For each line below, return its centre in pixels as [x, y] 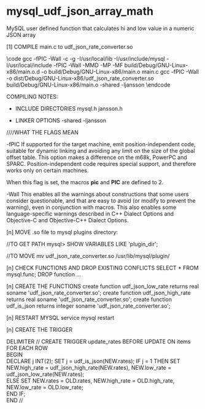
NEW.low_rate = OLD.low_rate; [45, 387]
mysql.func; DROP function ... [44, 274]
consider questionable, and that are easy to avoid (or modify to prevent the [101, 200]
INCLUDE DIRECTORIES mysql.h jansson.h [69, 108]
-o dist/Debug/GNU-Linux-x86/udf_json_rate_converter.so [80, 78]
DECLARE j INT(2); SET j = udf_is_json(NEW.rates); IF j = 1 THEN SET [93, 361]
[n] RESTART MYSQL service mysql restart [60, 317]
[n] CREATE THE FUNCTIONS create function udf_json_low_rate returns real [103, 286]
